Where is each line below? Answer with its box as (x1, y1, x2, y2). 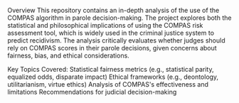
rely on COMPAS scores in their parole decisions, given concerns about (7, 44, 217, 52)
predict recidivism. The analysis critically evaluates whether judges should (7, 36, 225, 45)
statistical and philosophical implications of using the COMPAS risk (7, 21, 203, 29)
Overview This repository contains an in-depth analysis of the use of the (7, 6, 220, 14)
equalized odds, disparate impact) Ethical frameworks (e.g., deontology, (7, 72, 219, 81)
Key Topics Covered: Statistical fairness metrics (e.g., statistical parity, (7, 65, 214, 73)
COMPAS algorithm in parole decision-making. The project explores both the (7, 13, 232, 22)
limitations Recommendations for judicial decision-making (7, 88, 177, 96)
